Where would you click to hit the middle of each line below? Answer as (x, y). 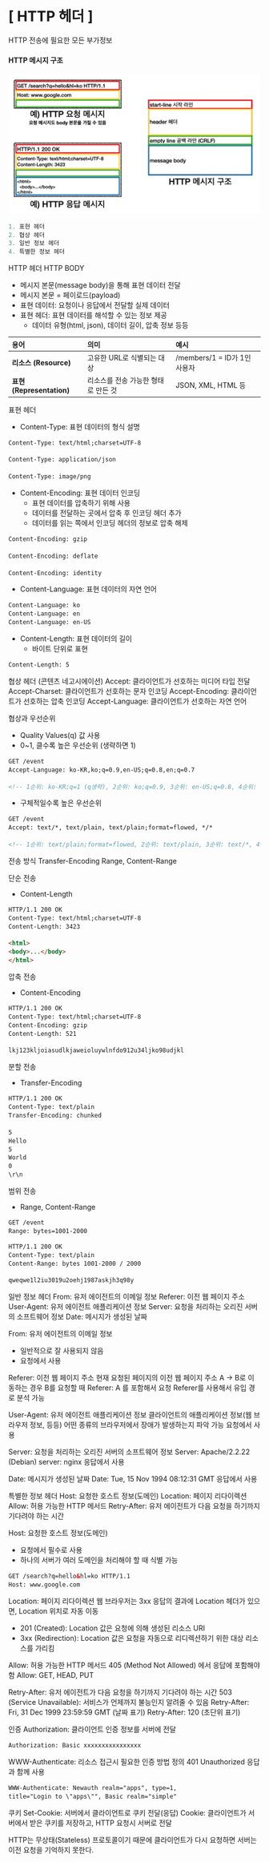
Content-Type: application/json (62, 460)
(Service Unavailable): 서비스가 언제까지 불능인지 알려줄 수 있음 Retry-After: (129, 1702)
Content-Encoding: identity (55, 573)
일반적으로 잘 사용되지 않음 (62, 1351)
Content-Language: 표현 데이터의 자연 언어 (88, 589)
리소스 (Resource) (41, 362)
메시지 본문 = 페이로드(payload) (70, 295)
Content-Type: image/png (50, 477)
